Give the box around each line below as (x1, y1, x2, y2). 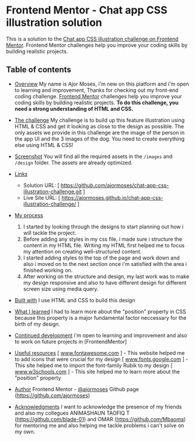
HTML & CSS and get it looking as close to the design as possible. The (14, 122, 184, 129)
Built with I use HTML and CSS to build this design (14, 296, 135, 303)
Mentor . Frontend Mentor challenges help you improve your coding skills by (6, 42, 188, 49)
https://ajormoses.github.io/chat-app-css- (61, 194, 163, 201)
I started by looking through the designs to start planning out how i (23, 223, 184, 230)
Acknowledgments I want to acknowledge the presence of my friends (14, 403, 182, 410)
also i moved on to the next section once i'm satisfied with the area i (23, 260, 187, 267)
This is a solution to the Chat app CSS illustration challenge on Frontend (6, 35, 179, 42)
